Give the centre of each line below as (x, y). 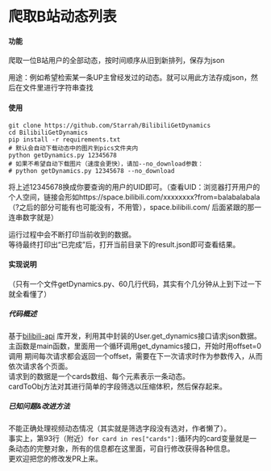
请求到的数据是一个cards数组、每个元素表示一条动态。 (99, 376)
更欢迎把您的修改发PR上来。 (55, 458)
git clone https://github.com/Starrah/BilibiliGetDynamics (110, 125)
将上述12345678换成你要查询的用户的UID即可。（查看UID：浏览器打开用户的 (134, 187)
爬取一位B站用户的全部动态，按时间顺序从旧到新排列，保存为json (117, 61)
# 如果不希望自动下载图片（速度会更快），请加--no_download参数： (106, 164)
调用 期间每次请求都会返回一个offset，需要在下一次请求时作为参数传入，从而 (135, 355)
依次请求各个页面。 (40, 366)
